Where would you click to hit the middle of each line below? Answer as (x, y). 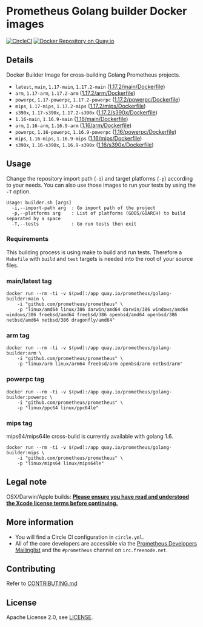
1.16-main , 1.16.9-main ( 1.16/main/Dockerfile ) (72, 119)
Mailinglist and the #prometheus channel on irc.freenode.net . (91, 550)
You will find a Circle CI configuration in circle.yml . (79, 537)
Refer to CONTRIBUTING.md (42, 584)
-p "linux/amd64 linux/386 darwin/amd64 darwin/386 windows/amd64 (103, 310)
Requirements (28, 239)
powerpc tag (25, 379)
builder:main (23, 299)
